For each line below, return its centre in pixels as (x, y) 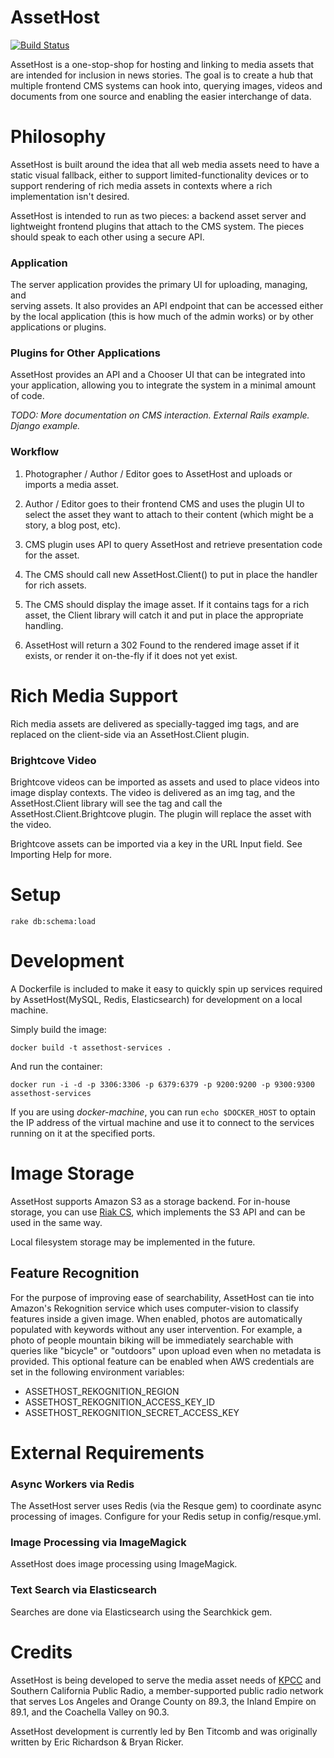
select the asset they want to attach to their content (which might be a (169, 514)
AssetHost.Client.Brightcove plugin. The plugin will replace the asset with (161, 814)
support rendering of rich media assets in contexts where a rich (141, 185)
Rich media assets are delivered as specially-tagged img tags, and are (155, 723)
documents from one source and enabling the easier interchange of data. (161, 96)
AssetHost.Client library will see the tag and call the (116, 803)
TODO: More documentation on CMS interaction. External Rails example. (160, 415)
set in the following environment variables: (97, 1372)
